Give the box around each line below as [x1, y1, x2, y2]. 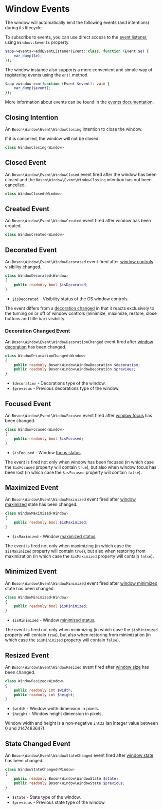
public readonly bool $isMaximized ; [14, 520, 89, 525]
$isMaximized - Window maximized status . [12, 533, 97, 539]
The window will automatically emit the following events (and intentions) [5, 19, 150, 25]
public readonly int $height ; [14, 692, 75, 697]
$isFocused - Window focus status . [12, 449, 82, 455]
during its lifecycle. [5, 24, 43, 30]
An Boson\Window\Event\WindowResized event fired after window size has [5, 664, 149, 670]
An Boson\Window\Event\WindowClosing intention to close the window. [5, 126, 143, 132]
